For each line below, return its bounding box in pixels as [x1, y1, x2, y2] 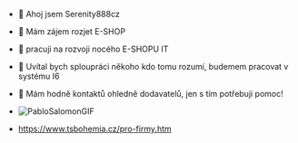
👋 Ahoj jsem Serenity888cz [17, 9, 120, 19]
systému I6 [17, 71, 60, 81]
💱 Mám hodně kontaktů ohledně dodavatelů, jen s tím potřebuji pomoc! [17, 89, 283, 99]
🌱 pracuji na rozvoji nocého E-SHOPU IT [17, 43, 169, 54]
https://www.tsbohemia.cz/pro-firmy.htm [17, 123, 173, 134]
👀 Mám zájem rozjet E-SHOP [17, 26, 125, 36]
